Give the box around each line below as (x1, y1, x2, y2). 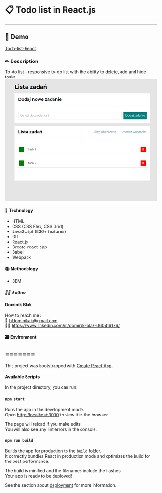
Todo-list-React (5, 46, 36, 51)
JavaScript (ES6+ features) (12, 229, 66, 234)
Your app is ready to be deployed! (5, 473, 72, 478)
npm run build (5, 438, 34, 443)
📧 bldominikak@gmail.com (5, 317, 58, 323)
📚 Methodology (5, 265, 38, 272)
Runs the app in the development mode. (5, 406, 84, 412)
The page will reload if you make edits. (5, 421, 82, 427)
